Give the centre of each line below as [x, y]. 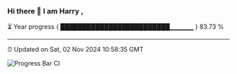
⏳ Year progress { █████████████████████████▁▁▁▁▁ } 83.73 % [116, 27]
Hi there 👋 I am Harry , [45, 11]
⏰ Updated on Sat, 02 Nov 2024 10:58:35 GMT [75, 50]
